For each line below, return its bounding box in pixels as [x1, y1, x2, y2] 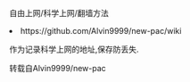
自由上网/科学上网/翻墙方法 [9, 8, 110, 18]
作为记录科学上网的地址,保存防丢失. [9, 44, 140, 54]
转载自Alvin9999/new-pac [9, 63, 107, 73]
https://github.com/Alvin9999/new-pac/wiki [21, 26, 182, 36]
